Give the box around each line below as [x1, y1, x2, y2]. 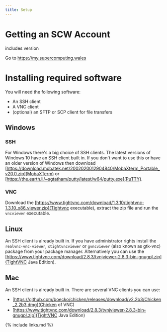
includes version [5, 45, 39, 51]
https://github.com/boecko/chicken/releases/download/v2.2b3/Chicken [14, 297, 162, 303]
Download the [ [5, 200, 37, 206]
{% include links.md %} [5, 322, 54, 328]
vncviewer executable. [5, 210, 51, 217]
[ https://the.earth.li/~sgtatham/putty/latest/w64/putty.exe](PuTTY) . [5, 176, 143, 182]
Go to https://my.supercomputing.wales [5, 55, 86, 61]
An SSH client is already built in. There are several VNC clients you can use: [5, 287, 161, 293]
